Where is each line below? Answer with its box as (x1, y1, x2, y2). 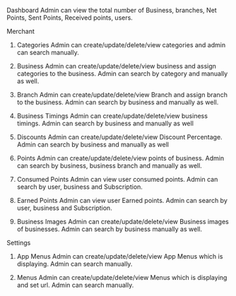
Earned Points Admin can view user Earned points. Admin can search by (16, 197, 228, 204)
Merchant (6, 27, 35, 35)
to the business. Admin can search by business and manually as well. (16, 98, 219, 106)
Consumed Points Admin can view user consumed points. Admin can (16, 175, 218, 183)
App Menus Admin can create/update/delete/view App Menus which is (16, 252, 223, 260)
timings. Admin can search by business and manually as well (16, 119, 194, 128)
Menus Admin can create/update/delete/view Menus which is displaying (16, 273, 228, 281)
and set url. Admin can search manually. (16, 281, 134, 289)
